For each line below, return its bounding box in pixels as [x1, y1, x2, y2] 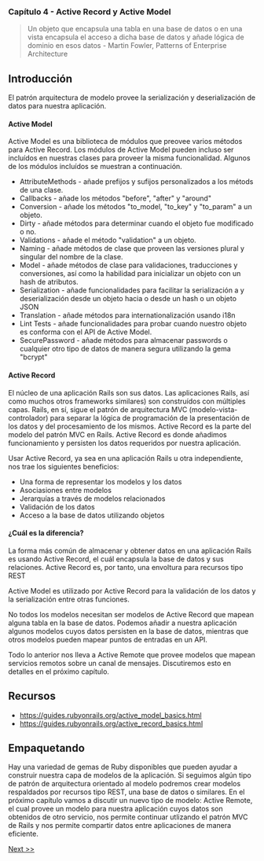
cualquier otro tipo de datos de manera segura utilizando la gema [19, 344, 232, 354]
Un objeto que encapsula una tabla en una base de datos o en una [27, 24, 243, 34]
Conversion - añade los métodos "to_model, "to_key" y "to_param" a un [19, 202, 253, 212]
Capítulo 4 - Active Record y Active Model [8, 6, 171, 17]
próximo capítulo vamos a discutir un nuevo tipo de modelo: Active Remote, [8, 796, 253, 805]
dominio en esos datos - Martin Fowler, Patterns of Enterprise [27, 41, 227, 50]
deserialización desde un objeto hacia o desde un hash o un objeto [19, 294, 237, 304]
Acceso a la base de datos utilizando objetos [19, 510, 165, 520]
